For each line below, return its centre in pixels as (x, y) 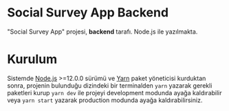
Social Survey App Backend (88, 13)
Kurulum (32, 59)
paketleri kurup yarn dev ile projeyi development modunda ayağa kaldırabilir (115, 92)
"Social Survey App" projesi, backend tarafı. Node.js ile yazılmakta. (102, 32)
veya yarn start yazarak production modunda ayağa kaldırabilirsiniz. (105, 100)
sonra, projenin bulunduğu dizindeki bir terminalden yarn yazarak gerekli (110, 85)
